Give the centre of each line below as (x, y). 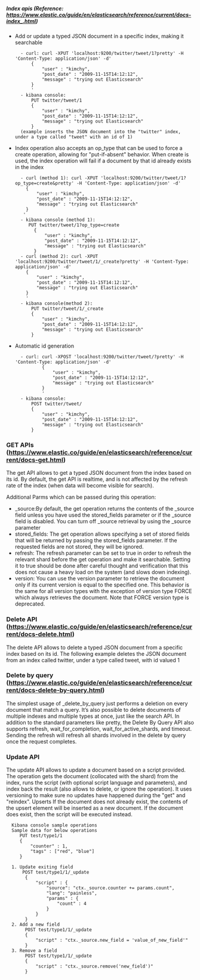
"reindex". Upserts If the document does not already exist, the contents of (97, 802)
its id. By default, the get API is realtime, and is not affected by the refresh (97, 479)
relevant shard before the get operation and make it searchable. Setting (103, 560)
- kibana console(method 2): (57, 303)
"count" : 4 (72, 904)
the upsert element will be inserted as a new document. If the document (95, 808)
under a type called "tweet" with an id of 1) (74, 137)
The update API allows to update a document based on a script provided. (96, 770)
